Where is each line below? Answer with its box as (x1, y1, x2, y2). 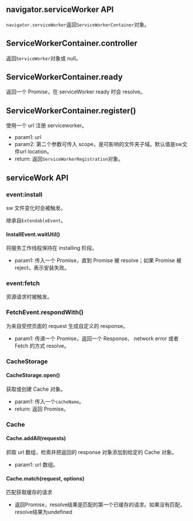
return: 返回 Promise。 (14, 405, 69, 412)
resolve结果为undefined (14, 509, 73, 516)
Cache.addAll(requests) (6, 435, 66, 442)
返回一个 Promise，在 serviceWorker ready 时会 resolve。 (6, 88, 146, 96)
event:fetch (6, 279, 40, 287)
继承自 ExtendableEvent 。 (6, 216, 66, 224)
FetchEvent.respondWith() (6, 308, 84, 316)
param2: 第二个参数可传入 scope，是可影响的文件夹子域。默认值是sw (14, 141, 182, 148)
